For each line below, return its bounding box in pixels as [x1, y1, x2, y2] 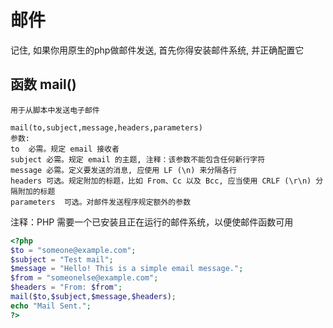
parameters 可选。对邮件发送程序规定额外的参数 [10, 197, 192, 207]
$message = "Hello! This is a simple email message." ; [10, 264, 244, 274]
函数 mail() [10, 76, 77, 93]
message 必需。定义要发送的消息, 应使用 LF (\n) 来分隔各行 [10, 165, 237, 175]
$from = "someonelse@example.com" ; [10, 273, 159, 283]
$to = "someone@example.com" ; [10, 245, 137, 255]
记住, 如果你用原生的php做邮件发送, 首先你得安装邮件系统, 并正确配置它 [10, 44, 305, 56]
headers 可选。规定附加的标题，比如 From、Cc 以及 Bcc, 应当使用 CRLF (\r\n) [10, 176, 312, 186]
